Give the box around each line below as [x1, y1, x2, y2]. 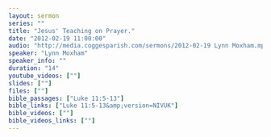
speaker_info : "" [8, 57, 67, 65]
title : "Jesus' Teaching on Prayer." [8, 27, 135, 35]
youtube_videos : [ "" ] [8, 72, 81, 80]
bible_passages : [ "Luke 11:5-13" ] [8, 94, 125, 102]
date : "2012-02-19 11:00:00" [8, 34, 106, 43]
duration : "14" [8, 64, 60, 73]
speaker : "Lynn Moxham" [8, 49, 89, 57]
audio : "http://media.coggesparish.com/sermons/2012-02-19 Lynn [8, 42, 229, 50]
